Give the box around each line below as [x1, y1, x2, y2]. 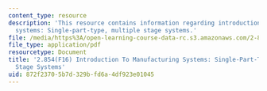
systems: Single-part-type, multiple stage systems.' [15, 26, 197, 34]
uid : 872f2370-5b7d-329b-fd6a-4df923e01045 [8, 70, 155, 78]
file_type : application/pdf [8, 41, 102, 49]
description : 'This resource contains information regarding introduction [8, 19, 261, 27]
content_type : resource [8, 11, 87, 20]
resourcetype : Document [8, 48, 87, 56]
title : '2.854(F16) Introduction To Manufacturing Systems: [8, 56, 212, 64]
